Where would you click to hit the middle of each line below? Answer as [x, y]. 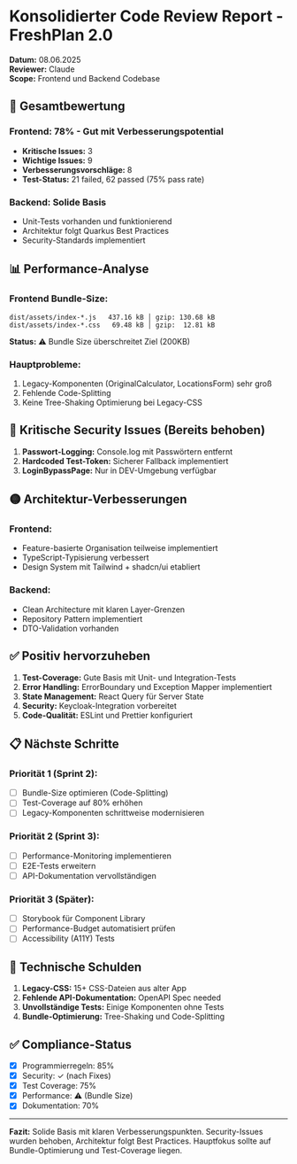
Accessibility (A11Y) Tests [68, 939]
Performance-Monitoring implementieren [97, 856]
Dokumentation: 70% [61, 1106]
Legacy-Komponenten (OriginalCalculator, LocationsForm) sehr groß [147, 384]
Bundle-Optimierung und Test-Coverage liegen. [96, 1151]
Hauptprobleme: [45, 364]
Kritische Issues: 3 [57, 151]
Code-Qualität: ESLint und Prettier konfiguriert [107, 715]
